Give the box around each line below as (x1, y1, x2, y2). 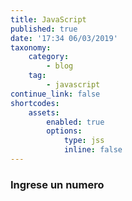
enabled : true (46, 117, 105, 127)
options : (46, 126, 83, 136)
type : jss (63, 136, 105, 146)
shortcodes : (10, 98, 60, 108)
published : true (10, 24, 78, 34)
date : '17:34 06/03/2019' (10, 33, 118, 43)
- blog (46, 61, 74, 71)
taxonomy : (10, 42, 52, 53)
